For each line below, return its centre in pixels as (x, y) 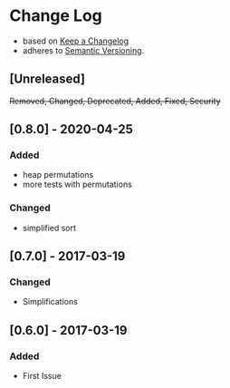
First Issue (42, 376)
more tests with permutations (77, 184)
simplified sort (49, 228)
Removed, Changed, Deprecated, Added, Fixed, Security (115, 101)
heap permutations (58, 175)
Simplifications (50, 302)
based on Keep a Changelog (76, 41)
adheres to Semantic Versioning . (83, 50)
